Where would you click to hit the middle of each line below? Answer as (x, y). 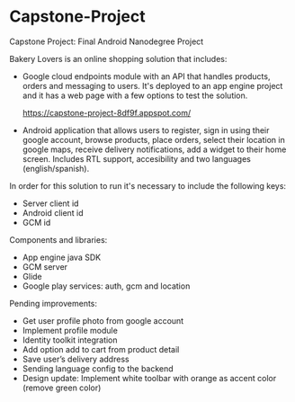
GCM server (45, 266)
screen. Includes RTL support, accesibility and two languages (137, 158)
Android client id (53, 212)
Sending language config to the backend (98, 368)
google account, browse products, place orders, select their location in (153, 139)
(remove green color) (62, 388)
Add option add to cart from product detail (101, 349)
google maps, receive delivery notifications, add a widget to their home (154, 149)
